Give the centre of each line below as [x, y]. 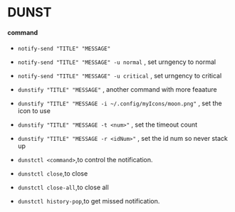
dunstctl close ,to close [53, 174]
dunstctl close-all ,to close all [63, 187]
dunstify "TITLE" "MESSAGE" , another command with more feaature [117, 90]
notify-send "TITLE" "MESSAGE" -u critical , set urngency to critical [120, 76]
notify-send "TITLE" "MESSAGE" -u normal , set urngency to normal [117, 62]
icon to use [34, 111]
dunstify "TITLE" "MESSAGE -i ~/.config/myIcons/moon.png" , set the [120, 103]
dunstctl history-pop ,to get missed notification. [89, 201]
